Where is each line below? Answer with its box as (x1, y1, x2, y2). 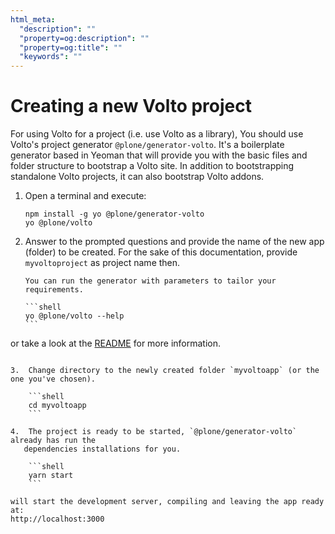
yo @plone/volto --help (24, 311, 125, 321)
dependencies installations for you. (23, 444, 182, 455)
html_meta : (10, 14, 56, 25)
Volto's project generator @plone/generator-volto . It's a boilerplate (10, 139, 285, 151)
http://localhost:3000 (10, 514, 105, 525)
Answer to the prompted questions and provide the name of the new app (24, 236, 325, 248)
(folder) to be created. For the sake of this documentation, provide (24, 246, 298, 258)
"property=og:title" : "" (19, 42, 123, 53)
